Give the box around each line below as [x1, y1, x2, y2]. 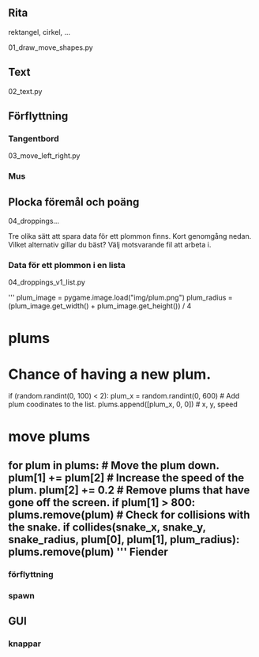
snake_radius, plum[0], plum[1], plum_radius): [8, 533, 240, 546]
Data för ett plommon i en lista [8, 259, 126, 270]
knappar [8, 638, 42, 649]
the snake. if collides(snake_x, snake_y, [8, 521, 207, 534]
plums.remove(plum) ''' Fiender [8, 546, 168, 559]
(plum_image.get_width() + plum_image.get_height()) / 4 [8, 301, 192, 311]
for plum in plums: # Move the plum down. [8, 459, 220, 473]
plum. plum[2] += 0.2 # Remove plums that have [8, 484, 250, 497]
